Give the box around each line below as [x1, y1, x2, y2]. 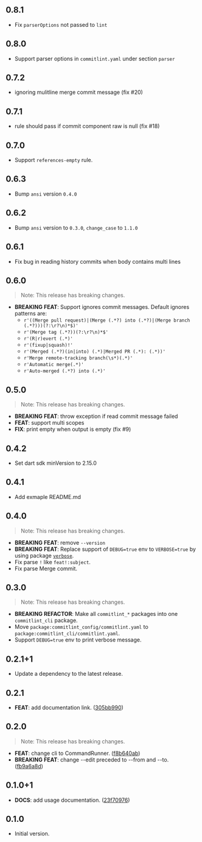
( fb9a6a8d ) [14, 762, 44, 769]
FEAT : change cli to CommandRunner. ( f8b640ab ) [14, 749, 141, 757]
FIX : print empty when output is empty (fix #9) [14, 426, 131, 433]
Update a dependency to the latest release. [14, 670, 123, 677]
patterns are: [14, 310, 47, 317]
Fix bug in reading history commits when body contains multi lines [14, 258, 181, 265]
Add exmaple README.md [14, 493, 82, 500]
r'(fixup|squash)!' [23, 342, 74, 348]
